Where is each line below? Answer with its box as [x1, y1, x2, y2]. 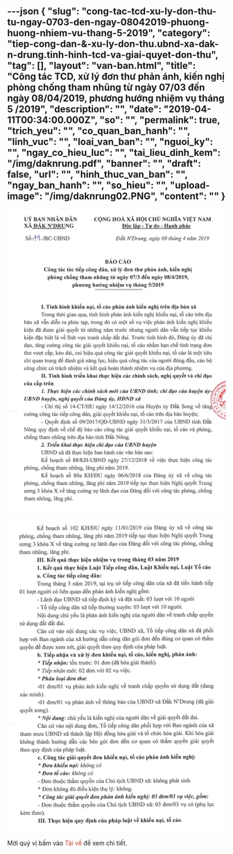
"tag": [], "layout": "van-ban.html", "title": [7, 60, 196, 72]
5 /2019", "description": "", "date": [7, 104, 162, 116]
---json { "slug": [7, 6, 80, 17]
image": [7, 191, 43, 203]
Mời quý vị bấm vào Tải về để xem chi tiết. [7, 839, 128, 847]
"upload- [169, 180, 210, 191]
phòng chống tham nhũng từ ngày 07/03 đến [7, 81, 205, 93]
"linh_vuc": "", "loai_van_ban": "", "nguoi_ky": [7, 136, 214, 148]
